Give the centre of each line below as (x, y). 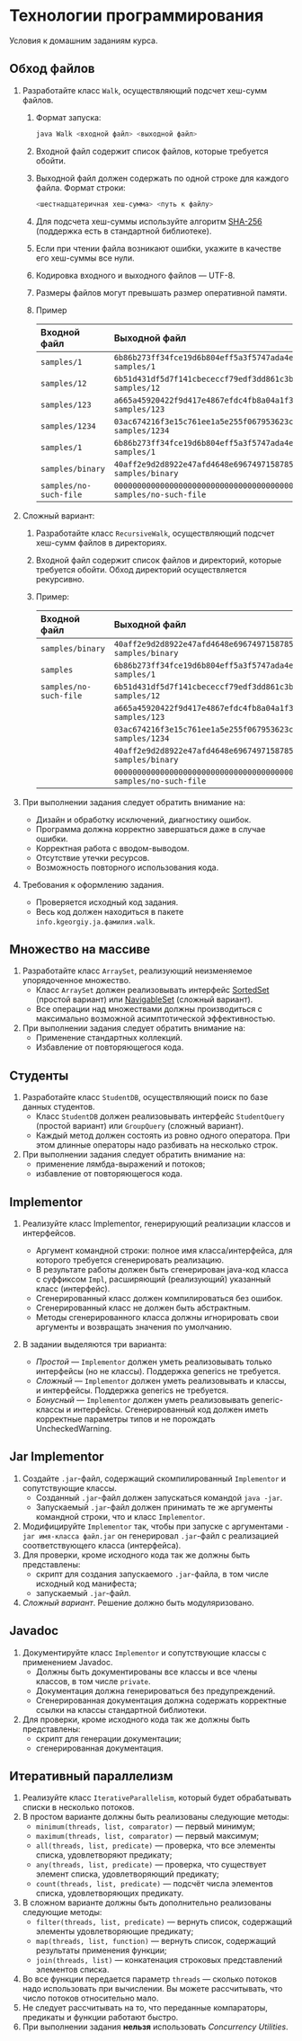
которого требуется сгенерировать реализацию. (130, 1260)
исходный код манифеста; (86, 1584)
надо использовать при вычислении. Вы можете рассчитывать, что (152, 1989)
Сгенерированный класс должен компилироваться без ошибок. (159, 1298)
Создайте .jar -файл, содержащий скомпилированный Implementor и (154, 1478)
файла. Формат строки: (80, 187)
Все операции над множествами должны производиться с (149, 1009)
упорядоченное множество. (76, 981)
